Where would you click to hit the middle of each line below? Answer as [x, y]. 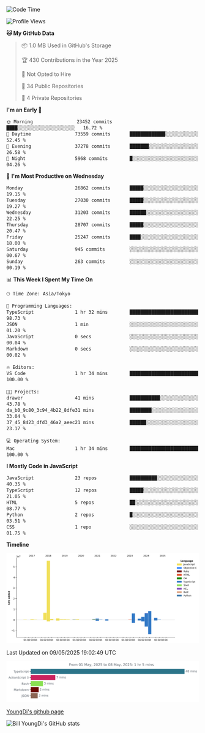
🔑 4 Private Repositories [52, 98]
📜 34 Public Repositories [52, 86]
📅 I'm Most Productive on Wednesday [55, 176]
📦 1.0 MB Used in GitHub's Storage [66, 45]
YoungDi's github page [35, 712]
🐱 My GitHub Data [31, 33]
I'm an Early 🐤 [24, 110]
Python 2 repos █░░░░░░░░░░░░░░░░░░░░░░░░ [102, 515]
